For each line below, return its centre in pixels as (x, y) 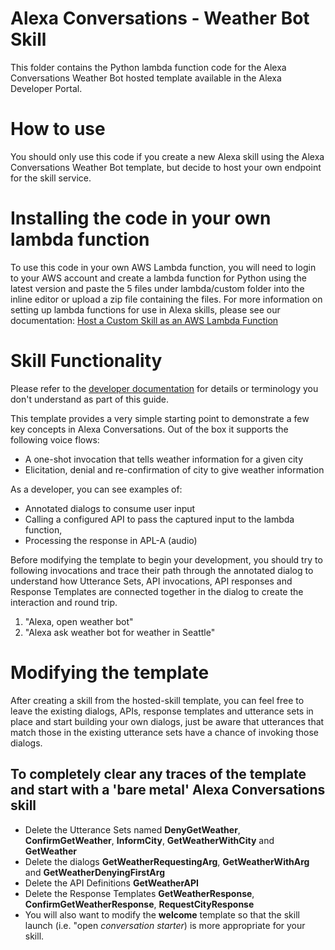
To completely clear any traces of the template (158, 774)
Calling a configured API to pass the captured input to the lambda (159, 519)
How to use (58, 129)
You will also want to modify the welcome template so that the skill (162, 914)
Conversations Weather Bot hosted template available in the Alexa (146, 78)
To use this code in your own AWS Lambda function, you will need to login (163, 267)
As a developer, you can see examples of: (96, 489)
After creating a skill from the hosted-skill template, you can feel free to (157, 700)
